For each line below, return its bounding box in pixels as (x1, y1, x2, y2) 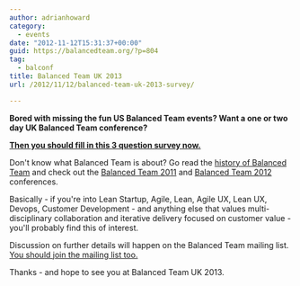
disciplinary (9, 212, 52, 223)
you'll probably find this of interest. (9, 222, 139, 233)
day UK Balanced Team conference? (9, 122, 148, 133)
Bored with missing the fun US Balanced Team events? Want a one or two (9, 112, 288, 123)
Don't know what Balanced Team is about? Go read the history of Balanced (9, 156, 287, 167)
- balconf (17, 64, 54, 73)
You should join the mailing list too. (9, 249, 138, 260)
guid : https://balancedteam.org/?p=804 (9, 47, 159, 56)
